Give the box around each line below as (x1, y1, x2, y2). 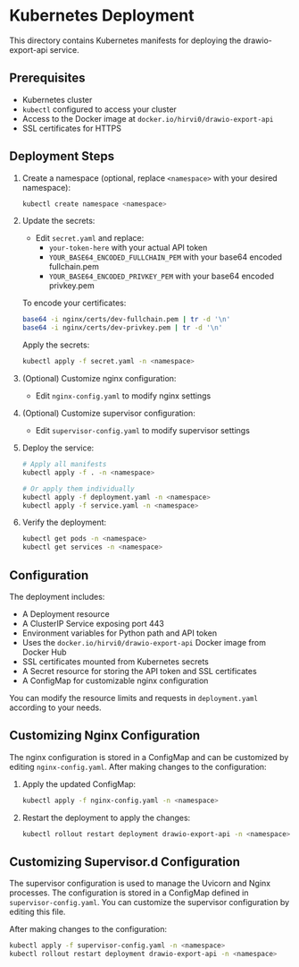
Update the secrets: (21, 216, 96, 227)
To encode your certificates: (21, 297, 127, 309)
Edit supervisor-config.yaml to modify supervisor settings (35, 425, 250, 436)
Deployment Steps (9, 149, 114, 164)
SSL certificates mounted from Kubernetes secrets (21, 656, 210, 667)
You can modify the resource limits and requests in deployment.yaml (9, 693, 259, 703)
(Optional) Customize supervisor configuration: (21, 408, 196, 419)
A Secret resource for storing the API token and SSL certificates (21, 666, 257, 676)
